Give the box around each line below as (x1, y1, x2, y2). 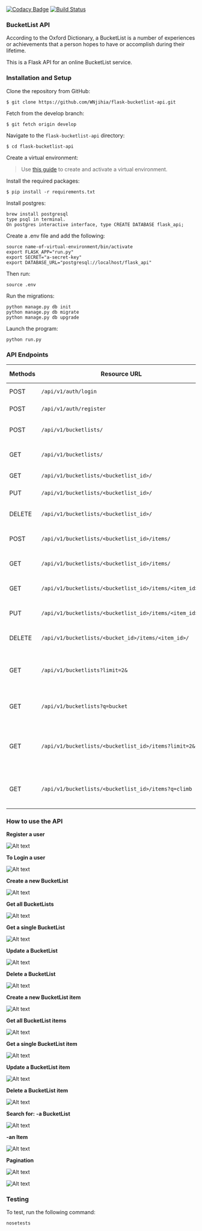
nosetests (6, 1220, 31, 1226)
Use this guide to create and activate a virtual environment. (20, 165, 168, 173)
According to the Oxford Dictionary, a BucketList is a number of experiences (6, 34, 195, 41)
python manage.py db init (6, 304, 71, 310)
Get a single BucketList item (6, 1040, 78, 1048)
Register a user (6, 831, 45, 838)
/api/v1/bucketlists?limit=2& (41, 667, 128, 673)
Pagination (6, 1157, 34, 1164)
